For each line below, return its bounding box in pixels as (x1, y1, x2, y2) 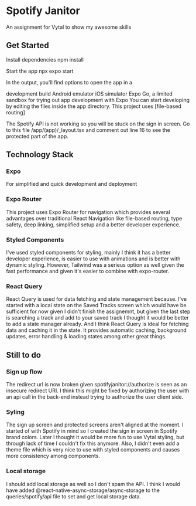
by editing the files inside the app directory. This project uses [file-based (6, 103, 181, 110)
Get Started (6, 40, 49, 50)
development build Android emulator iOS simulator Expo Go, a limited (6, 90, 173, 97)
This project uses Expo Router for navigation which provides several (6, 208, 171, 215)
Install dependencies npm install (6, 56, 84, 63)
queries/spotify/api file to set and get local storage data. (6, 493, 142, 500)
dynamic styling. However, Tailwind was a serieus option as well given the (6, 262, 184, 269)
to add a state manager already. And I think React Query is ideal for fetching (6, 321, 189, 328)
